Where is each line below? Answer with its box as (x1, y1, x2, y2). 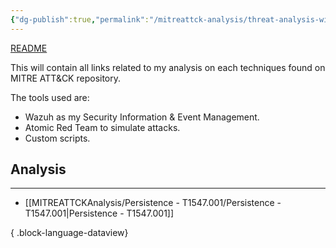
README (10, 42, 48, 54)
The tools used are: (10, 91, 90, 103)
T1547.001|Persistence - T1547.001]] (24, 207, 175, 220)
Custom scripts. (24, 132, 91, 144)
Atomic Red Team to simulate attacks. (24, 121, 181, 133)
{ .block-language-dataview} (10, 227, 129, 239)
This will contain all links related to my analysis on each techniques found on (10, 61, 326, 73)
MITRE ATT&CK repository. (10, 72, 122, 84)
